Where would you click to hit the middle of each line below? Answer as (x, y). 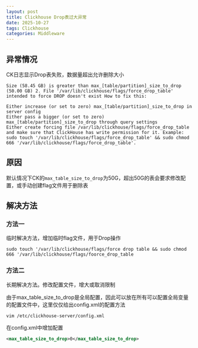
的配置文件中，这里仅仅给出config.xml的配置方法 (66, 304)
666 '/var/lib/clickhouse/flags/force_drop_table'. (71, 143)
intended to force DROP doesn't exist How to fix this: (76, 96)
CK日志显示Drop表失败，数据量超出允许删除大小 (65, 74)
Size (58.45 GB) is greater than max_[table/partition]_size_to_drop (94, 86)
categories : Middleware (36, 34)
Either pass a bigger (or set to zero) (55, 117)
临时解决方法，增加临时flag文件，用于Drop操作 (64, 238)
